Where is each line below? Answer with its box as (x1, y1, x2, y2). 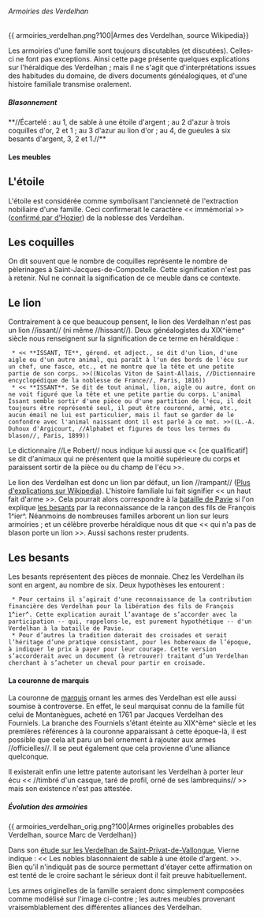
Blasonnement (8, 97, 58, 106)
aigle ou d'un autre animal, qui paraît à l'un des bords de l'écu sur (8, 356, 248, 364)
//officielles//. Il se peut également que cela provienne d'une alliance (8, 744, 231, 753)
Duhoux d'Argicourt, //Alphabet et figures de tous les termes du (8, 425, 231, 433)
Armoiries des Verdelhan (8, 6, 89, 16)
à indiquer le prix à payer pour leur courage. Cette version (8, 645, 217, 654)
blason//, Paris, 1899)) (8, 432, 90, 440)
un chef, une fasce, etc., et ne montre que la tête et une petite (8, 363, 235, 371)
